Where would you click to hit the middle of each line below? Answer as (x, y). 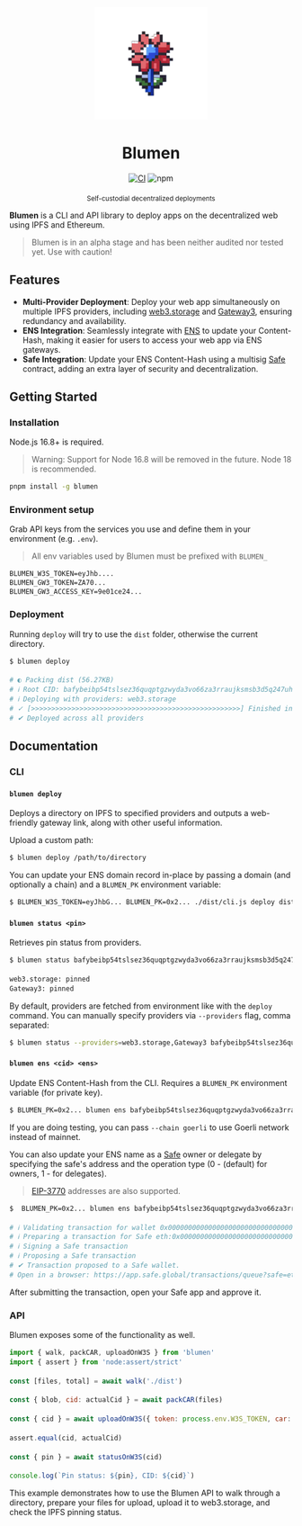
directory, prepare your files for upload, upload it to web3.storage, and (140, 1503)
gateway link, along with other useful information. (131, 823)
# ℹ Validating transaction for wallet (83, 1227)
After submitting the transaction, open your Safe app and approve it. (136, 1292)
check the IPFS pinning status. (66, 1513)
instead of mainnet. (45, 1136)
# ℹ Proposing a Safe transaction (73, 1256)
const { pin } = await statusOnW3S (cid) (86, 1457)
